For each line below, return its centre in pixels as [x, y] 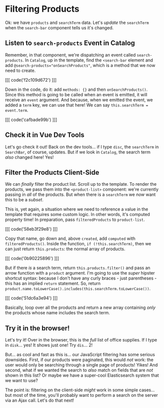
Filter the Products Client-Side [52, 172]
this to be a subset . [24, 200]
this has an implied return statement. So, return [53, 283]
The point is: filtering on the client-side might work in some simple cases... [80, 390]
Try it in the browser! [37, 328]
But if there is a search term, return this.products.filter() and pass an [78, 268]
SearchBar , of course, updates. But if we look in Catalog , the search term [78, 152]
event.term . [17, 110]
